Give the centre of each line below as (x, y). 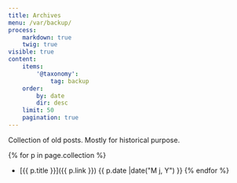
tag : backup (69, 81)
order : (33, 88)
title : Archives (35, 15)
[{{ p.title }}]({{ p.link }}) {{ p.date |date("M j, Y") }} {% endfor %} (124, 170)
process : (22, 30)
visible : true (31, 52)
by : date (51, 96)
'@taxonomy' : (58, 74)
